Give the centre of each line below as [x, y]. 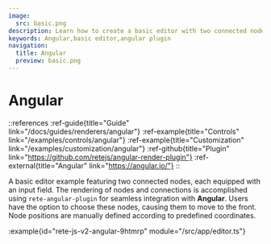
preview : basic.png [48, 61]
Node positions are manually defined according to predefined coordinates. [132, 215]
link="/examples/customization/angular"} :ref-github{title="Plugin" [119, 148]
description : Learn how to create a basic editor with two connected [128, 31]
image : [19, 16]
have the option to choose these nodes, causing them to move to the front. [132, 207]
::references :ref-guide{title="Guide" [69, 122]
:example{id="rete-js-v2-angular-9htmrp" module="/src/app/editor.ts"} [127, 231]
